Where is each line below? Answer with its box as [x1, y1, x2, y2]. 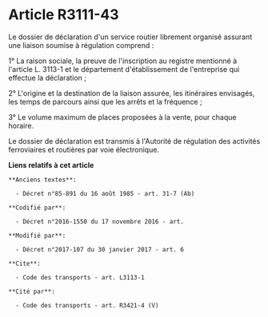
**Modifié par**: [8, 232, 66, 240]
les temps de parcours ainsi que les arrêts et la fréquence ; [8, 97, 202, 106]
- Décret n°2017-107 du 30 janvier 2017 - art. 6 [15, 245, 184, 253]
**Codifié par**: [8, 204, 66, 212]
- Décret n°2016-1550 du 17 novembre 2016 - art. [15, 217, 184, 225]
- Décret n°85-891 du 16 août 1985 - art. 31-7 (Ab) [15, 189, 195, 197]
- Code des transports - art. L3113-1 [15, 273, 146, 281]
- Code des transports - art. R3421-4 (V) [15, 301, 159, 309]
